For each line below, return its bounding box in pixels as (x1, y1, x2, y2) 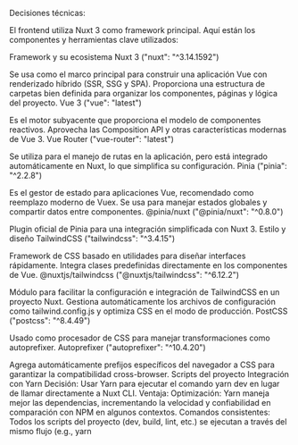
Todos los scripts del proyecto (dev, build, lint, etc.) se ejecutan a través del (9, 416, 287, 427)
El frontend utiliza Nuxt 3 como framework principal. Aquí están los (9, 25, 256, 35)
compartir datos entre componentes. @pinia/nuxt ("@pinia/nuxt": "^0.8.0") (9, 206, 284, 217)
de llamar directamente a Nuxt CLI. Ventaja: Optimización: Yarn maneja (9, 388, 270, 399)
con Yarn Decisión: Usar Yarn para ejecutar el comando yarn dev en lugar (9, 379, 280, 389)
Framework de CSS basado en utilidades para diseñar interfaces (9, 250, 246, 261)
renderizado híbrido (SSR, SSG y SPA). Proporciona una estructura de (9, 79, 266, 88)
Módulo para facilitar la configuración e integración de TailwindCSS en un (9, 287, 280, 298)
